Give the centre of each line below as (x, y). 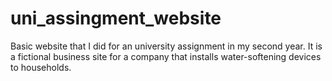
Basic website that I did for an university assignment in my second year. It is (166, 46)
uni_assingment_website (116, 18)
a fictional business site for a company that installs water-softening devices (166, 56)
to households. (41, 67)
